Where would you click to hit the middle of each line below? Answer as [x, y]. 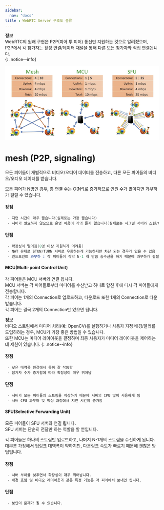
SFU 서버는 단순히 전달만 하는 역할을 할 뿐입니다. [51, 429]
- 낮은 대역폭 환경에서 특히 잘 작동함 [40, 368]
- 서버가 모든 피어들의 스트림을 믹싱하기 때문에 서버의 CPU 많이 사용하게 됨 [74, 395]
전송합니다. [16, 291]
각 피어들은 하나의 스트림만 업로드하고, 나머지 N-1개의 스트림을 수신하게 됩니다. [80, 439]
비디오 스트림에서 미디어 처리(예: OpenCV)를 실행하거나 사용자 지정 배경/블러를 [80, 326]
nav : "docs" [22, 15]
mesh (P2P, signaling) [50, 158]
